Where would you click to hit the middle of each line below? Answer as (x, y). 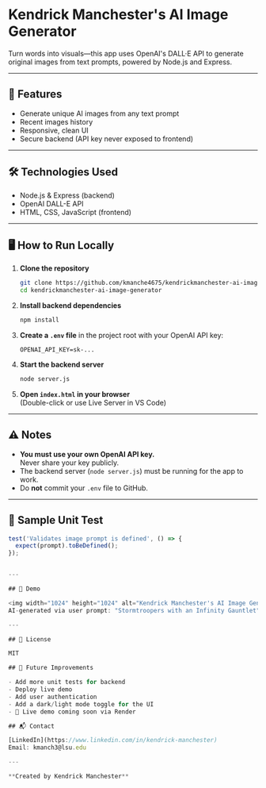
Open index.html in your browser (75, 394)
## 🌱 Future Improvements (51, 668)
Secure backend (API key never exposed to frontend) (106, 138)
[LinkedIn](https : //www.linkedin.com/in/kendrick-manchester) (113, 740)
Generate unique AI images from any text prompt (99, 113)
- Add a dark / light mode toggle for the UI (81, 704)
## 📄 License (30, 639)
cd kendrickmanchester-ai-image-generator (91, 290)
